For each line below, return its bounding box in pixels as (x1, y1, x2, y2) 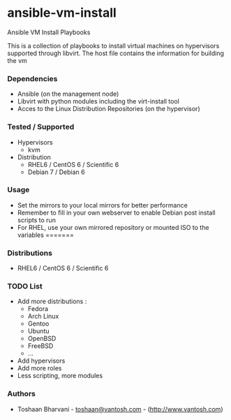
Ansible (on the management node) (17, 89, 119, 99)
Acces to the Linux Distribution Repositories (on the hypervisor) (17, 105, 200, 113)
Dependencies (7, 73, 58, 83)
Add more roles (17, 364, 62, 372)
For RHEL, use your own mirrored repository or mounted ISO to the (17, 223, 209, 231)
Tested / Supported (7, 122, 75, 132)
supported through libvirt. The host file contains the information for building (7, 49, 225, 57)
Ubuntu (27, 327, 50, 335)
